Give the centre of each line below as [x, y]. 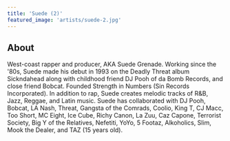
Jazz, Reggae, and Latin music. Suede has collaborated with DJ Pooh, [106, 101]
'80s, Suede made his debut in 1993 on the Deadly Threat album [98, 72]
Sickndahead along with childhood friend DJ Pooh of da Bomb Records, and [115, 79]
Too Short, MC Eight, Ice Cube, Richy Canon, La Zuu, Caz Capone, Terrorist [114, 116]
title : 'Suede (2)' [35, 13]
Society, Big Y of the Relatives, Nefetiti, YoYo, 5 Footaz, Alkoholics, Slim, [109, 123]
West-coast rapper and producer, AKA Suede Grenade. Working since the [112, 64]
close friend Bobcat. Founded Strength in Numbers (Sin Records [98, 86]
